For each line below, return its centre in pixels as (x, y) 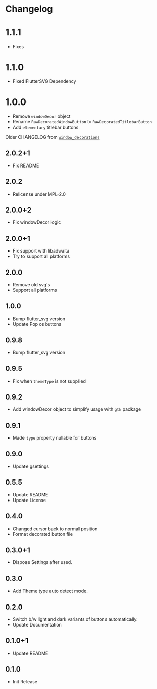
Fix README (26, 165)
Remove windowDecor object (42, 116)
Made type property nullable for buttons (55, 438)
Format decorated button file (43, 534)
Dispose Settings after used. (42, 562)
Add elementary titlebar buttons (46, 127)
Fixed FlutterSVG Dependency (44, 81)
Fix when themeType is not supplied (49, 381)
